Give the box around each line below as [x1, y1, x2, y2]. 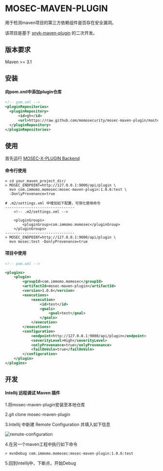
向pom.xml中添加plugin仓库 [5, 89, 62, 94]
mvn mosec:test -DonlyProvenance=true [9, 239, 88, 244]
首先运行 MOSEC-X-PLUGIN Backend [5, 155, 80, 161]
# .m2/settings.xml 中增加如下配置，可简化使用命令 [5, 201, 101, 206]
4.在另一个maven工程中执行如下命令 [5, 441, 78, 447]
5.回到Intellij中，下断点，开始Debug [5, 460, 76, 466]
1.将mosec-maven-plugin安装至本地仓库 [5, 401, 85, 407]
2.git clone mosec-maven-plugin [5, 411, 70, 417]
